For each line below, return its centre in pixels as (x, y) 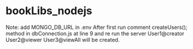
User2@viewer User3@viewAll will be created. (63, 40)
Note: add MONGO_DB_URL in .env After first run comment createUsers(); (96, 27)
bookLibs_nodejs (49, 11)
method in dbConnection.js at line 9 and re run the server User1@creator (95, 33)
